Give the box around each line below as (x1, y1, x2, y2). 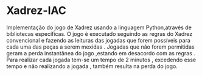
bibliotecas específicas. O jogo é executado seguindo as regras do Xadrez (6, 30, 193, 37)
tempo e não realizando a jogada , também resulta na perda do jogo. (6, 62, 178, 70)
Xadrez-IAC (6, 4, 67, 18)
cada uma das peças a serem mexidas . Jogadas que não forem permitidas (6, 43, 195, 50)
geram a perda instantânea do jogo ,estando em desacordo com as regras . (6, 49, 196, 57)
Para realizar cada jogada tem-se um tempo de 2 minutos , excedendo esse (6, 56, 197, 63)
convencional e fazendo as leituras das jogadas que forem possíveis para (6, 36, 190, 44)
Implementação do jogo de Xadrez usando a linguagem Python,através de (6, 24, 192, 31)
